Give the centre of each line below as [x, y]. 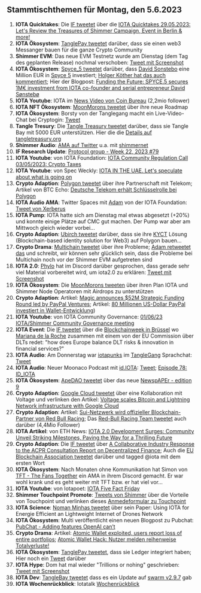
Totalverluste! [32, 545]
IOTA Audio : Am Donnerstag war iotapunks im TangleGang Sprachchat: [103, 355]
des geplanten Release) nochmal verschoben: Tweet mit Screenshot [100, 62]
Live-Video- [170, 113]
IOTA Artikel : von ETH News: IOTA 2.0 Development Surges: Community [105, 431]
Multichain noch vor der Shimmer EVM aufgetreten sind [84, 259]
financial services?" [40, 348]
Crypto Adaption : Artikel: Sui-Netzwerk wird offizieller [83, 412]
